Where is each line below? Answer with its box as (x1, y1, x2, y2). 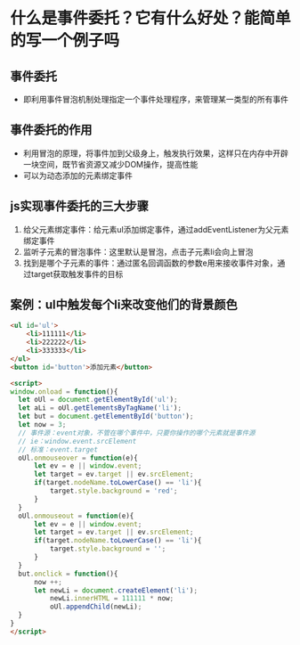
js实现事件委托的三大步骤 (10, 199, 150, 214)
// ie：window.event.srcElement (18, 437, 137, 445)
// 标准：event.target (18, 445, 99, 454)
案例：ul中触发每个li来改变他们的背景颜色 (10, 298, 239, 313)
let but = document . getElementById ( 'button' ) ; (18, 412, 194, 421)
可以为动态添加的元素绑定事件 (22, 170, 133, 181)
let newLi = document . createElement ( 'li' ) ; (33, 585, 199, 595)
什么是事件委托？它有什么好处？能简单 (10, 8, 292, 29)
